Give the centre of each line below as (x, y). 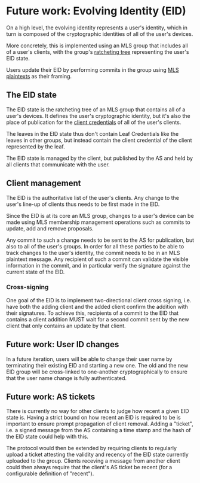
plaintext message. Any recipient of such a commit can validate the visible (97, 259)
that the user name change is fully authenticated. (67, 378)
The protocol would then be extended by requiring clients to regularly (92, 448)
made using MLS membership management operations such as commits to (98, 222)
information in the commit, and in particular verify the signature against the (98, 265)
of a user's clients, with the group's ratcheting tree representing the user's (98, 51)
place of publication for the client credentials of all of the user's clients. (94, 122)
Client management (44, 183)
